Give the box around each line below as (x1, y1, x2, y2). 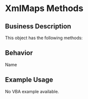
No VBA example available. (5, 88, 59, 94)
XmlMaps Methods (5, 3, 84, 14)
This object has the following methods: (5, 35, 83, 41)
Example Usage (5, 76, 53, 84)
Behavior (5, 49, 33, 57)
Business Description (5, 22, 71, 30)
